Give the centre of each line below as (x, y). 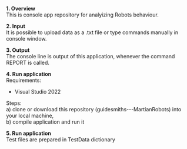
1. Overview (21, 9)
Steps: (14, 103)
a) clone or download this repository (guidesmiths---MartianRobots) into (94, 109)
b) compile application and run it (45, 122)
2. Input (16, 26)
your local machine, (30, 115)
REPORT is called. (28, 62)
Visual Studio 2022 (38, 92)
